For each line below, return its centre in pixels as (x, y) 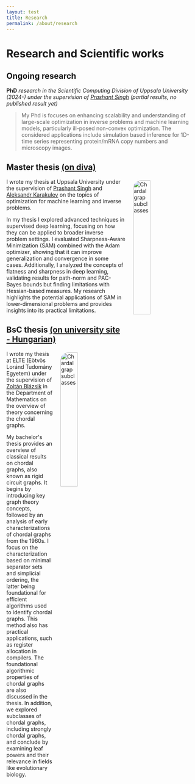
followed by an (25, 515)
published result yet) (32, 104)
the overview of (26, 406)
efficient (17, 599)
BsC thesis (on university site (63, 329)
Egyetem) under (27, 373)
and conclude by (27, 742)
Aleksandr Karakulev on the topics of (53, 195)
